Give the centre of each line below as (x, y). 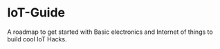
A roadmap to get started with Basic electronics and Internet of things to (110, 32)
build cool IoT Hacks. (37, 39)
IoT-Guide (36, 13)
